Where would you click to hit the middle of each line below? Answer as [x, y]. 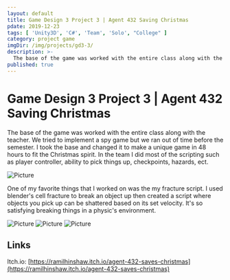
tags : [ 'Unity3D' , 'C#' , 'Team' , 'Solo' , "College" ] [87, 33]
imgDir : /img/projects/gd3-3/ [50, 45]
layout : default [30, 13]
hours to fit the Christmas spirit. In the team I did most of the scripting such [113, 154]
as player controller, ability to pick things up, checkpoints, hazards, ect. [108, 162]
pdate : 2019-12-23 [33, 26]
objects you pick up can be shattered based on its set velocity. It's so [105, 203]
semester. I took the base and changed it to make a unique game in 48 [107, 147]
